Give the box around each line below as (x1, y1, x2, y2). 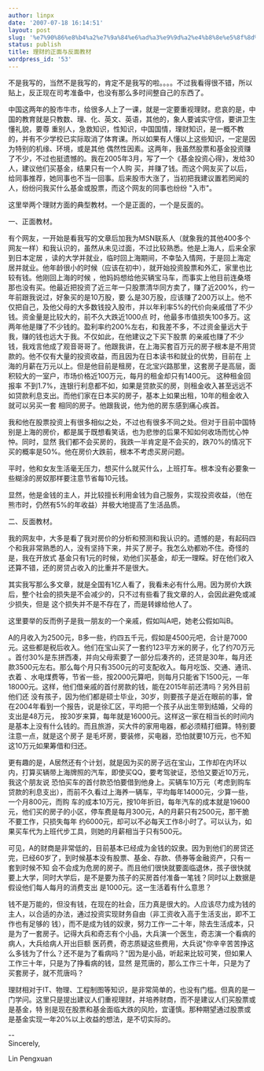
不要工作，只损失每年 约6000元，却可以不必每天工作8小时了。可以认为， (8, 816, 245, 826)
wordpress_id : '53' (8, 56, 72, 64)
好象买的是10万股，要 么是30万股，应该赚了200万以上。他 (56, 292, 246, 301)
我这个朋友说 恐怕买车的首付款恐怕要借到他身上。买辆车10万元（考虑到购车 (8, 777, 251, 787)
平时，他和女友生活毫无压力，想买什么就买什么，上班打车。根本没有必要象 (8, 463, 249, 473)
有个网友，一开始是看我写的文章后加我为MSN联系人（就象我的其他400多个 (8, 233, 251, 242)
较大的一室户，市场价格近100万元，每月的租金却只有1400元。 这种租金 (14, 371, 244, 380)
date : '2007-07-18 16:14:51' (8, 19, 104, 27)
